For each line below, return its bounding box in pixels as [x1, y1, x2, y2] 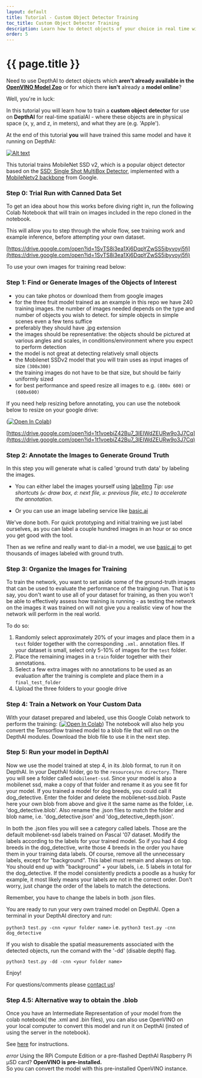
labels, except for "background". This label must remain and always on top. [6, 856, 192, 863]
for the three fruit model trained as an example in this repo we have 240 [14, 298, 194, 306]
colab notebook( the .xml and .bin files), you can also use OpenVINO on [6, 1016, 183, 1023]
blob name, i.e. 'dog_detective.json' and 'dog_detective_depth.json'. [6, 813, 174, 820]
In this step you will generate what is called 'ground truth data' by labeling [6, 465, 189, 472]
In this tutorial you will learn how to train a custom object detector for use [6, 107, 189, 114]
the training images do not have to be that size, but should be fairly [14, 369, 182, 376]
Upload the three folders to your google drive [14, 685, 127, 692]
